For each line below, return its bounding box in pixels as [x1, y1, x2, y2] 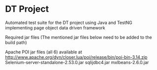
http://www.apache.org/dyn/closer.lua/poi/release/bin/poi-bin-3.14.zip [5, 54, 148, 60]
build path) [5, 39, 27, 45]
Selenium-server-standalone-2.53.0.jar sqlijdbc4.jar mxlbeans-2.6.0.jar [5, 59, 149, 65]
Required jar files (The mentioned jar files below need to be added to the [5, 34, 152, 40]
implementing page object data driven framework [5, 24, 106, 30]
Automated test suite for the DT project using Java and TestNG [5, 20, 133, 25]
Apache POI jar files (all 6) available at [5, 49, 82, 55]
